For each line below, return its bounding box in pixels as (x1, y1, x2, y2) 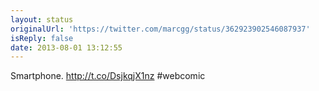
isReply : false (10, 33, 74, 43)
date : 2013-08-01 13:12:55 (10, 42, 123, 53)
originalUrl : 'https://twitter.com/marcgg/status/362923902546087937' (10, 24, 311, 34)
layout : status (10, 14, 74, 25)
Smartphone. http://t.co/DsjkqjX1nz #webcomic (10, 70, 206, 82)
